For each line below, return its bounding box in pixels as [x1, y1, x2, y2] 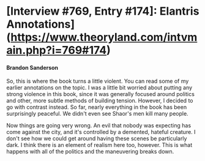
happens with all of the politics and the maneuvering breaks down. [6, 148, 174, 155]
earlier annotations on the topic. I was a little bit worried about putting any [6, 84, 193, 91]
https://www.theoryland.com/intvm [10, 31, 198, 44]
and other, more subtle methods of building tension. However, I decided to [6, 97, 193, 105]
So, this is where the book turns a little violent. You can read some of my [6, 78, 189, 85]
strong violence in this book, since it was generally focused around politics [6, 91, 195, 98]
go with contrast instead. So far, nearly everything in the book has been [6, 103, 187, 111]
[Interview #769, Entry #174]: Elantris [6, 4, 199, 18]
